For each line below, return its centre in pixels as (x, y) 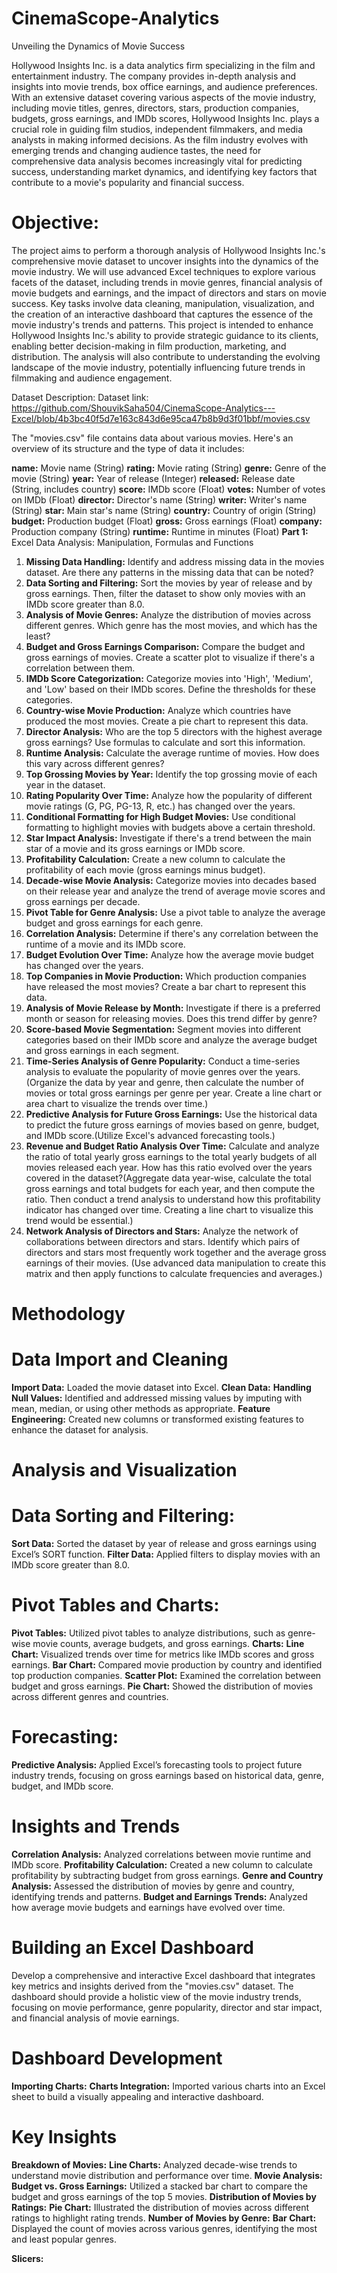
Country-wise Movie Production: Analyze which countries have (158, 710)
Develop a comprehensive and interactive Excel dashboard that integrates (163, 1975)
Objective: (55, 223)
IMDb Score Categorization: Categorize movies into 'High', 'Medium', (169, 678)
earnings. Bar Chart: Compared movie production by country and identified (167, 1665)
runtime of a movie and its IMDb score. (105, 944)
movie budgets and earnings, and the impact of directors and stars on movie (169, 293)
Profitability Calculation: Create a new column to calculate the (155, 859)
